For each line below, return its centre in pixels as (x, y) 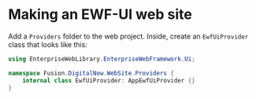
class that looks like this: (48, 44)
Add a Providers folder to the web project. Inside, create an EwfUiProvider (128, 36)
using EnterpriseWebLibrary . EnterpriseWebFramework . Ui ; (102, 59)
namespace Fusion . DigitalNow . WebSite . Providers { (91, 73)
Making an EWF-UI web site (100, 15)
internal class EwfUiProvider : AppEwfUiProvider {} (109, 80)
